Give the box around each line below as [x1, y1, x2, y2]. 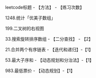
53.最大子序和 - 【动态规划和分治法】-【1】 [5, 57, 95, 63]
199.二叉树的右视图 [5, 25, 44, 31]
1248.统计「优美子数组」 [5, 15, 56, 21]
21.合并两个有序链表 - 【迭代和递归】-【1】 [5, 47, 94, 52]
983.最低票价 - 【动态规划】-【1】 [5, 68, 76, 74]
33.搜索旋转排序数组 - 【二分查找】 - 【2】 [5, 36, 94, 42]
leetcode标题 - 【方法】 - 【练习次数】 [5, 4, 85, 10]
